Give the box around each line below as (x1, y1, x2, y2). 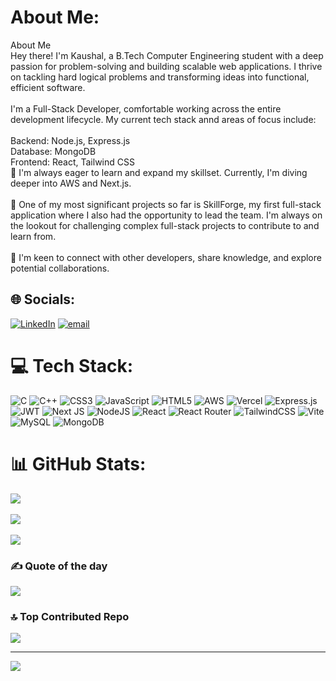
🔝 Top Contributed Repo (10, 609, 130, 623)
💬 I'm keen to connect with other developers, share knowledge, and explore (10, 251, 322, 263)
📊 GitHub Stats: (10, 452, 147, 475)
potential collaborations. (10, 262, 110, 274)
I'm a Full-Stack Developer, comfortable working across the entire (10, 102, 282, 115)
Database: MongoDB (10, 145, 97, 157)
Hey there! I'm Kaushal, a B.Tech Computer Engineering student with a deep (10, 49, 324, 61)
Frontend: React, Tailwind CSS (10, 156, 135, 168)
